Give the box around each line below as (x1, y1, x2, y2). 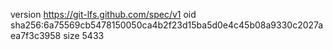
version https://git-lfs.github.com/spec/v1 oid (10, 9, 197, 20)
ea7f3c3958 (10, 30, 62, 41)
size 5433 (63, 30, 105, 41)
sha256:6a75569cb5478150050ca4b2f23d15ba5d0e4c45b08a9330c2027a (10, 19, 324, 31)
